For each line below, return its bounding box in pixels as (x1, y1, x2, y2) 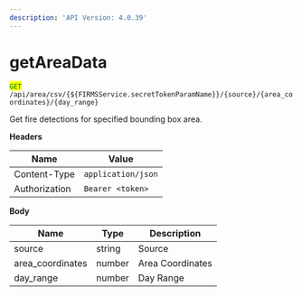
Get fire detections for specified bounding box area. (9, 114, 203, 125)
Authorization (14, 182, 71, 195)
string (96, 242, 121, 254)
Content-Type (14, 168, 75, 180)
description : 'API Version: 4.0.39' (9, 13, 147, 23)
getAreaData (9, 51, 108, 72)
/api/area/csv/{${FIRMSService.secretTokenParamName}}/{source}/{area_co (9, 89, 294, 99)
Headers (9, 131, 42, 142)
